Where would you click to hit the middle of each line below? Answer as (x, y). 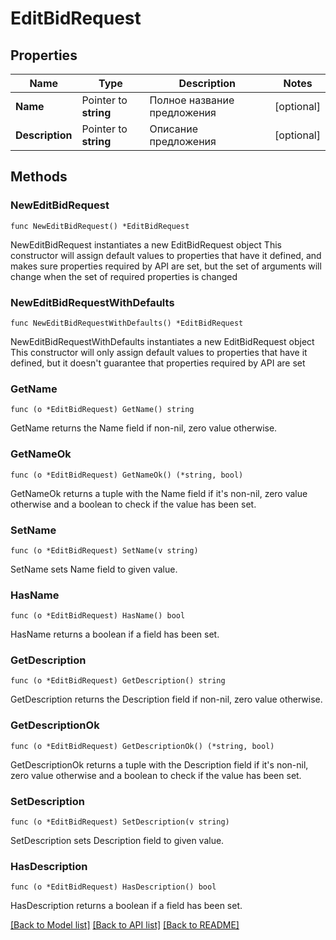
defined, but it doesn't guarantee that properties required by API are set (158, 363)
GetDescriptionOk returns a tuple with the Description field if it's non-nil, (159, 764)
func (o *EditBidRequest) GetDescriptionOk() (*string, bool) (142, 746)
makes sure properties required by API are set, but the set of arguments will (166, 266)
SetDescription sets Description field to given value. (117, 841)
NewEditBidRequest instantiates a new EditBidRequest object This (146, 244)
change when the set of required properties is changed (124, 276)
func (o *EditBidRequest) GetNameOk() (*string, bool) (127, 475)
